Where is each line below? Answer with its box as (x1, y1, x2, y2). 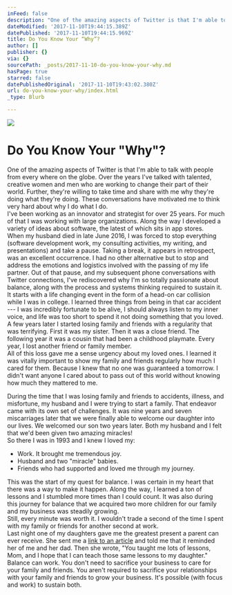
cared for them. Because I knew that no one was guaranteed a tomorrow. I (7, 364, 219, 372)
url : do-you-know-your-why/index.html (7, 87, 119, 94)
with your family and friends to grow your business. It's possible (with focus (7, 573, 223, 581)
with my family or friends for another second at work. (7, 522, 159, 530)
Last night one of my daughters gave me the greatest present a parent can (7, 529, 219, 537)
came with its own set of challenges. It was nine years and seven (7, 406, 192, 415)
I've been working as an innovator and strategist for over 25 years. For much (7, 209, 225, 218)
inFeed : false (7, 10, 48, 17)
